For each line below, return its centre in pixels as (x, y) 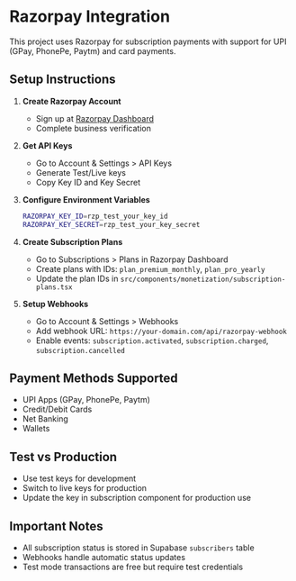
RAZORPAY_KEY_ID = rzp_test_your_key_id (95, 216)
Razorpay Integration (90, 17)
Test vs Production (63, 457)
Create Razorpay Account (72, 101)
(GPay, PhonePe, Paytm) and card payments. (93, 50)
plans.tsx (54, 287)
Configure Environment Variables (86, 199)
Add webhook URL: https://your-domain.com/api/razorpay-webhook (161, 331)
